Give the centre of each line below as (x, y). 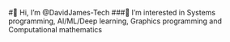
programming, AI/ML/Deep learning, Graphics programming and (115, 21)
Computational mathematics (55, 29)
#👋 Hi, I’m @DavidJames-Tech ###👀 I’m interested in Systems (112, 13)
